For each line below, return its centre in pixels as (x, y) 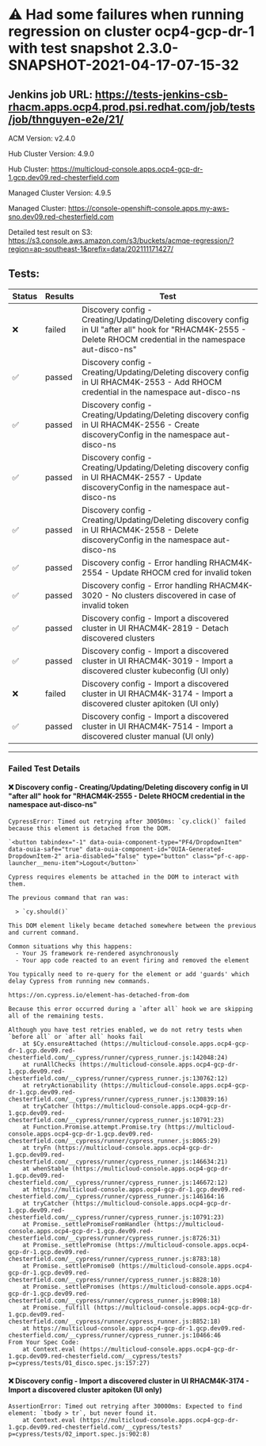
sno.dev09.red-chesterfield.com (61, 217)
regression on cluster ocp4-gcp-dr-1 (131, 31)
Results (59, 296)
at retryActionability (60, 1085)
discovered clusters (119, 638)
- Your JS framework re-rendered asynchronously (97, 953)
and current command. (44, 933)
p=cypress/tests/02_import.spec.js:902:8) (79, 1434)
